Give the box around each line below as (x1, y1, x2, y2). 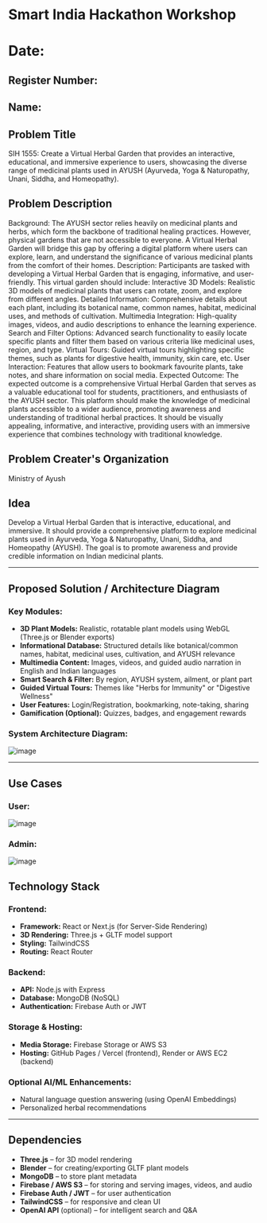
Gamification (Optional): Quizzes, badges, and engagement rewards (19, 709, 246, 718)
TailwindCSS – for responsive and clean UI (19, 1197, 161, 1206)
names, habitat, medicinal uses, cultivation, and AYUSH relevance (19, 650, 236, 659)
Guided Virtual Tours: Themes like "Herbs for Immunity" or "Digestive (19, 683, 250, 693)
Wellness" (19, 692, 53, 701)
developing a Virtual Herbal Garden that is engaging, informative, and (8, 269, 235, 278)
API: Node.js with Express (19, 984, 106, 995)
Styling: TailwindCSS (19, 938, 90, 948)
